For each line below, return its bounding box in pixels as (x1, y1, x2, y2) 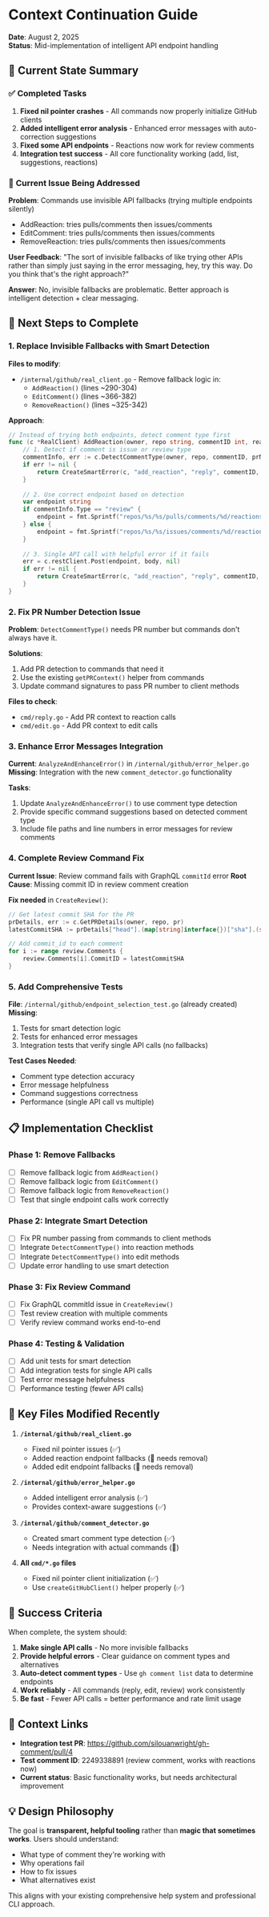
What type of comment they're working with (19, 1850, 166, 1859)
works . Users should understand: (8, 1834, 119, 1843)
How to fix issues (19, 1866, 78, 1876)
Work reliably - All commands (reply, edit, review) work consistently (19, 1685, 246, 1695)
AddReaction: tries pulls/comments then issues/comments (19, 219, 213, 229)
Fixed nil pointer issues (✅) (31, 1444, 122, 1454)
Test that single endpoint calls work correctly (19, 1195, 170, 1204)
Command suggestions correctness (19, 1089, 139, 1098)
